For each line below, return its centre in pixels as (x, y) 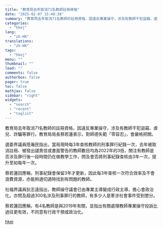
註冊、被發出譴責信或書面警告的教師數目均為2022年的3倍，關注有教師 (80, 150)
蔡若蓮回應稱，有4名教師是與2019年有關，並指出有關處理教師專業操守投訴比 (81, 206)
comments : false (21, 73)
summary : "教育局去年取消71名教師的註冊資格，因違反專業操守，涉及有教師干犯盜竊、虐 (81, 18)
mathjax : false (20, 91)
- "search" (20, 105)
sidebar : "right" (23, 95)
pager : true (17, 82)
